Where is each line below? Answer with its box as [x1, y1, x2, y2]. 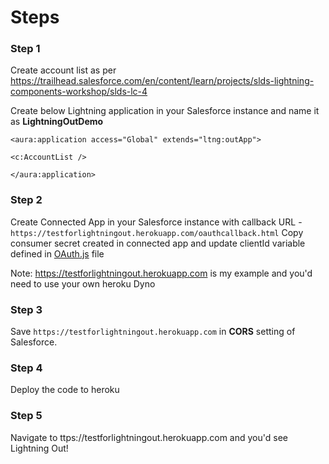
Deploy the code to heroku [10, 384, 120, 396]
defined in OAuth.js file [10, 247, 105, 260]
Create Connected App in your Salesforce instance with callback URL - [10, 216, 303, 228]
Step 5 [10, 409, 43, 423]
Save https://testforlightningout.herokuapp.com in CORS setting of [10, 326, 296, 338]
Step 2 [10, 193, 43, 207]
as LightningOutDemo [10, 116, 104, 128]
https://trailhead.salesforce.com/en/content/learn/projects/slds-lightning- [10, 75, 315, 87]
